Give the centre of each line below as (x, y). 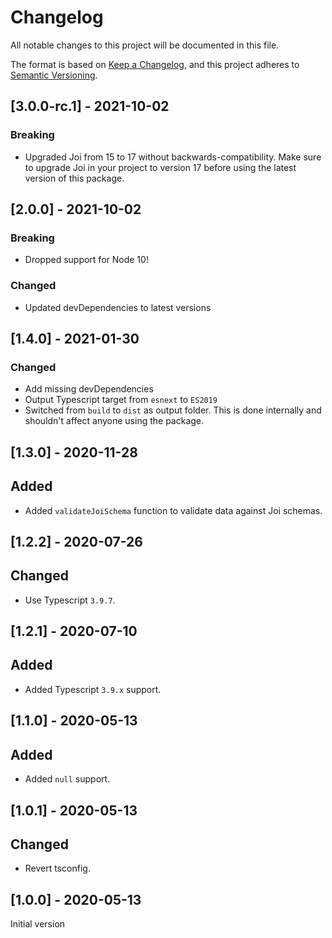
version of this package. (74, 178)
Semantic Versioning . (54, 75)
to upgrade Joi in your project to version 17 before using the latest (160, 167)
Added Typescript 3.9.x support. (93, 689)
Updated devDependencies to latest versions (118, 307)
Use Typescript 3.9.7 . (70, 600)
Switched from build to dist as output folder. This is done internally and (173, 410)
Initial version (38, 924)
